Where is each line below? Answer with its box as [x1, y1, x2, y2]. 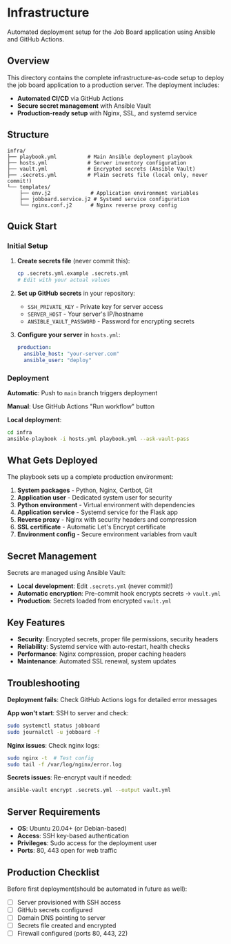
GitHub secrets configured [17, 905, 93, 914]
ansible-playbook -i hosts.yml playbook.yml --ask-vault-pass [7, 435, 190, 442]
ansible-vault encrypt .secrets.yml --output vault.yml [7, 786, 171, 794]
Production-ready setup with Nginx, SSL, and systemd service [17, 108, 197, 117]
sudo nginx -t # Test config [7, 755, 94, 762]
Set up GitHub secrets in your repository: [17, 289, 136, 297]
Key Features [7, 616, 66, 628]
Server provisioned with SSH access [17, 898, 121, 906]
